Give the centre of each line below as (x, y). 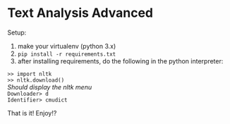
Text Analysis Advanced (80, 13)
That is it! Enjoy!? (32, 113)
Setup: (17, 32)
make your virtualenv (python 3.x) (67, 46)
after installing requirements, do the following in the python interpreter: (120, 61)
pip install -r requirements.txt (67, 54)
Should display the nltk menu (50, 87)
